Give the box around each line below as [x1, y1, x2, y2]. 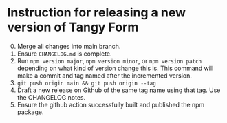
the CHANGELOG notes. [17, 93, 86, 101]
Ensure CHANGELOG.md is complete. [17, 49, 112, 58]
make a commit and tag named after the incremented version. [17, 71, 193, 80]
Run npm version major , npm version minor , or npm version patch [17, 56, 202, 65]
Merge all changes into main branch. [17, 42, 121, 50]
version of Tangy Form [7, 19, 139, 35]
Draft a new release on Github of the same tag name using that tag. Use [17, 86, 221, 94]
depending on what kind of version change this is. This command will [17, 64, 214, 72]
